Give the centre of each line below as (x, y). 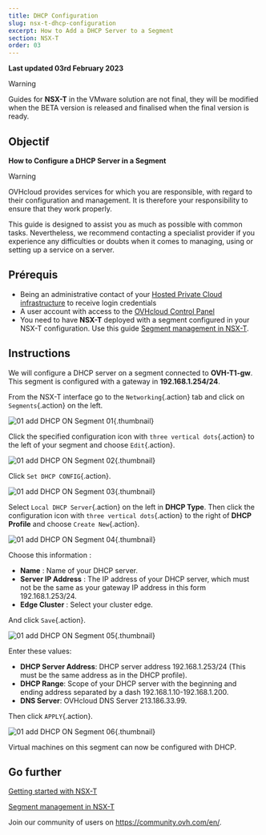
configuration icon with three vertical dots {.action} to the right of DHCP (130, 515)
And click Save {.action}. (47, 620)
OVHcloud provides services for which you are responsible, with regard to (131, 191)
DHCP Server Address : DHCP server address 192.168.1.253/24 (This (133, 666)
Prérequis (33, 275)
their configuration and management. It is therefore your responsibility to (128, 200)
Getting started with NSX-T (53, 791)
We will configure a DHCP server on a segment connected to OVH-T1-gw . (131, 372)
